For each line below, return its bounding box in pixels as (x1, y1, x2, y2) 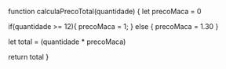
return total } (8, 53, 49, 61)
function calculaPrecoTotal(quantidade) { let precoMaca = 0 (8, 7, 202, 16)
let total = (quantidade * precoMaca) (8, 37, 126, 46)
